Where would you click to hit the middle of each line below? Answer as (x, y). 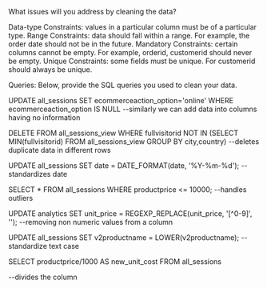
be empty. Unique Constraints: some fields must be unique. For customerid (132, 61)
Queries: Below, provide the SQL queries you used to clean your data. (123, 85)
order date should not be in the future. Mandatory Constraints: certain (123, 44)
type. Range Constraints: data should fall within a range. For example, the (129, 36)
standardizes (30, 174)
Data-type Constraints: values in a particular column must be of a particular (133, 27)
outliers (21, 198)
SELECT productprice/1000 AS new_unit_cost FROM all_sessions (115, 262)
